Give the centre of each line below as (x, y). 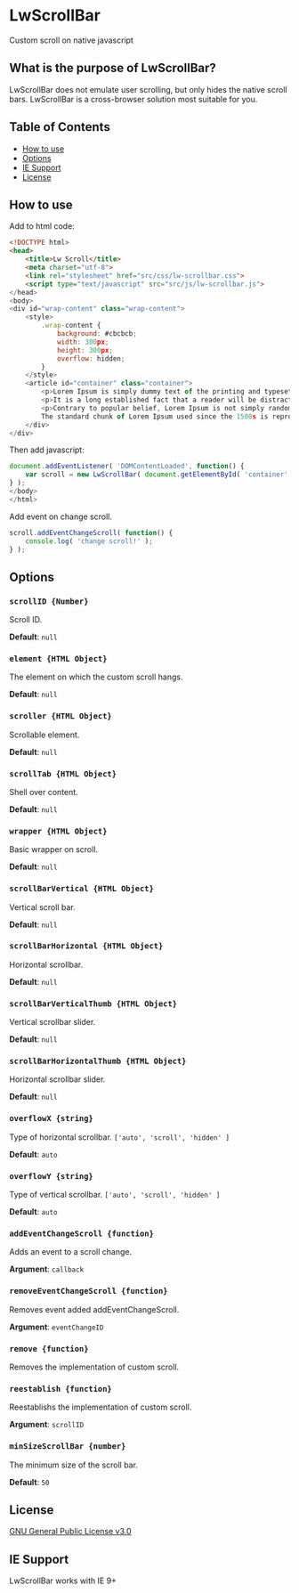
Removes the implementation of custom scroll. (94, 1367)
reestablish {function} (61, 1389)
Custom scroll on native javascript (71, 40)
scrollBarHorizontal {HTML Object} (86, 946)
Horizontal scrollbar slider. (57, 1079)
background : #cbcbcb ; (97, 334)
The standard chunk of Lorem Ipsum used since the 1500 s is (155, 416)
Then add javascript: (47, 450)
